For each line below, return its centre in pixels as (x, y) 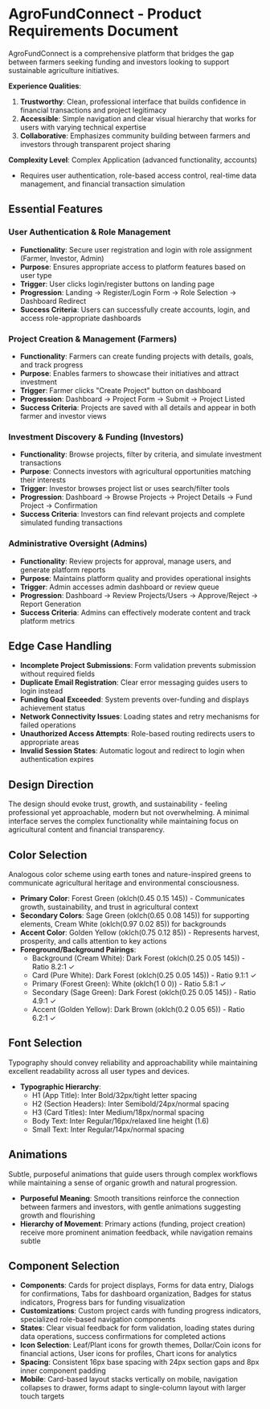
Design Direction (51, 784)
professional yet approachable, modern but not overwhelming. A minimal (129, 813)
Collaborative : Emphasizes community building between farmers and (135, 135)
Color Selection (48, 855)
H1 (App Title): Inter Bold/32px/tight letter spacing (115, 1095)
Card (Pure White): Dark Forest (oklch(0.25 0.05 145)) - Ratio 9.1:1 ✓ (144, 975)
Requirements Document (94, 31)
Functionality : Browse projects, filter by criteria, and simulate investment (141, 454)
